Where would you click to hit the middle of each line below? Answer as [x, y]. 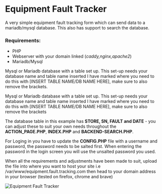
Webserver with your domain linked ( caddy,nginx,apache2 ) [72, 56]
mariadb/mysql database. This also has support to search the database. [77, 27]
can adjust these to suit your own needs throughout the [61, 126]
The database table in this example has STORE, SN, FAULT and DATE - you [81, 121]
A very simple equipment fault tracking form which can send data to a [75, 23]
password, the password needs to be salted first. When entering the [73, 146]
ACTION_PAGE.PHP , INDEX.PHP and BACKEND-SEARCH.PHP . [69, 132]
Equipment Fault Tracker [56, 9]
